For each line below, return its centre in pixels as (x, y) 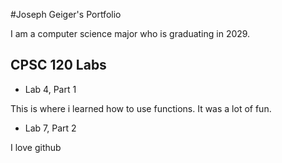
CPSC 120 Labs (58, 65)
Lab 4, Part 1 (50, 89)
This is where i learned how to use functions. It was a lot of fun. (141, 108)
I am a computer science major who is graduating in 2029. (130, 33)
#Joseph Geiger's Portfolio (66, 14)
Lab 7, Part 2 (50, 128)
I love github (36, 147)
